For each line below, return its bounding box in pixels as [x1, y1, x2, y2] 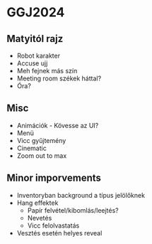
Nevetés [27, 213, 52, 222]
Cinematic [16, 144, 47, 152]
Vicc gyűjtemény [16, 136, 66, 144]
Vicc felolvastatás [27, 221, 80, 230]
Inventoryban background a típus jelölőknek [16, 191, 146, 199]
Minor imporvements [6, 172, 102, 184]
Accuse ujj [16, 59, 48, 68]
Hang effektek [16, 198, 59, 207]
